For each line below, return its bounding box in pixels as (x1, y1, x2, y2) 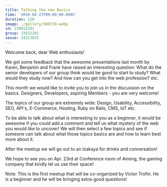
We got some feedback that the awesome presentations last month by (5, 59, 150, 65)
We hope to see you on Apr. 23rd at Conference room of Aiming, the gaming (5, 155, 162, 161)
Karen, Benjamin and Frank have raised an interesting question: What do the (5, 64, 162, 70)
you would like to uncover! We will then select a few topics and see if (5, 125, 147, 131)
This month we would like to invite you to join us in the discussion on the (5, 84, 154, 90)
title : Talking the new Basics (5, 7, 70, 13)
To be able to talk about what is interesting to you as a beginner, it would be (5, 115, 161, 121)
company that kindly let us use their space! (5, 161, 94, 167)
